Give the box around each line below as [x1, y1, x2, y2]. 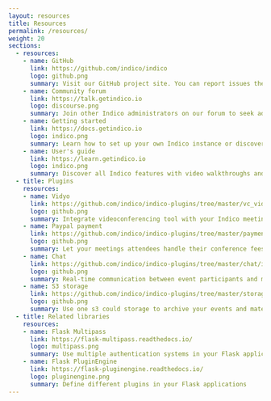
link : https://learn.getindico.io [29, 154, 147, 163]
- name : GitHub [23, 57, 74, 65]
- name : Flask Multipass [23, 327, 106, 336]
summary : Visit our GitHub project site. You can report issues [29, 79, 251, 87]
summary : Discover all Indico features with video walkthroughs [29, 170, 251, 178]
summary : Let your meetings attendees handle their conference [29, 245, 248, 253]
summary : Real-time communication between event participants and [29, 275, 258, 283]
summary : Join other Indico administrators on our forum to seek [29, 110, 254, 118]
